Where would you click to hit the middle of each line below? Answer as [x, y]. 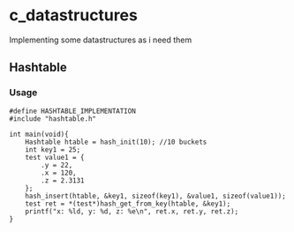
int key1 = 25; [53, 150]
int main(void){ [39, 134]
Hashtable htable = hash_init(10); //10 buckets [116, 142]
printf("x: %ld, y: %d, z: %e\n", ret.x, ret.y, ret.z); [132, 211]
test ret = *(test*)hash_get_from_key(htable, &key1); [128, 204]
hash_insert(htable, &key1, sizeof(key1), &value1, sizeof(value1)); [156, 196]
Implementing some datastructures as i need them [101, 40]
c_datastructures [74, 15]
